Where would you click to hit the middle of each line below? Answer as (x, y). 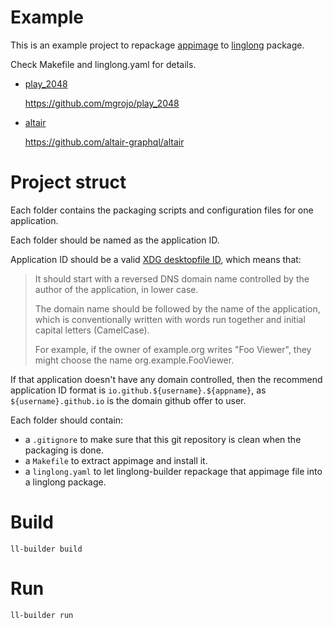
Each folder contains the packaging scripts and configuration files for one (162, 210)
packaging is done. (64, 450)
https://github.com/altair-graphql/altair (104, 142)
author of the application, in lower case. (116, 289)
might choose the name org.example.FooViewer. (134, 360)
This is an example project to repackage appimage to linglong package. (157, 45)
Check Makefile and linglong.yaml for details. (103, 64)
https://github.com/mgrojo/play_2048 (102, 103)
